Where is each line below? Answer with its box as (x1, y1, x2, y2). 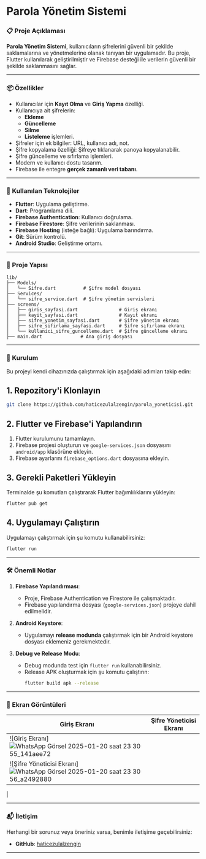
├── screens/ (6, 301, 40, 308)
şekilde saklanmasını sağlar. (6, 63, 77, 70)
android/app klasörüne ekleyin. (15, 448, 93, 456)
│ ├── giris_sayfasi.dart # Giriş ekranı (6, 307, 158, 313)
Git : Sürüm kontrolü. (15, 233, 66, 241)
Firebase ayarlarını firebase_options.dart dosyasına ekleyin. (15, 454, 170, 462)
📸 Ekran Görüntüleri (6, 700, 66, 709)
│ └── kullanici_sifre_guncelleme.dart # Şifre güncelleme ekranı (6, 328, 188, 335)
